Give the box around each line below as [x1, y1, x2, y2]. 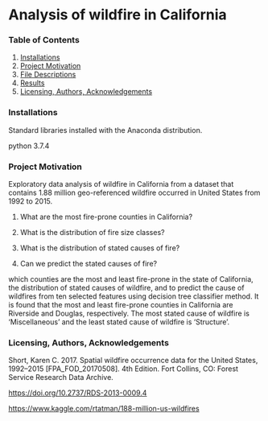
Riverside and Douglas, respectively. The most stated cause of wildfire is [8, 308, 249, 319]
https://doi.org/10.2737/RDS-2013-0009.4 [8, 388, 147, 398]
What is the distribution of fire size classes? [19, 228, 165, 237]
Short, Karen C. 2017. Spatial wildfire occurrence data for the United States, [8, 356, 258, 365]
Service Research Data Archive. [8, 373, 114, 382]
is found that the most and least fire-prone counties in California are [8, 300, 233, 310]
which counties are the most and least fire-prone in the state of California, [8, 274, 254, 284]
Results [19, 78, 45, 88]
